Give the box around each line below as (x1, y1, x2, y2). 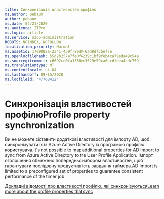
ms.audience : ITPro (5, 26, 46, 31)
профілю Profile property (5, 109, 110, 120)
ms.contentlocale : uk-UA (5, 68, 57, 73)
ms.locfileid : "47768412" (5, 77, 59, 82)
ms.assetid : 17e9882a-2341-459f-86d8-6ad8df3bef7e (5, 49, 112, 54)
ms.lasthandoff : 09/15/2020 (5, 72, 64, 77)
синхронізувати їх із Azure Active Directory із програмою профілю (5, 141, 145, 147)
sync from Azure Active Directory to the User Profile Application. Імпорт (5, 152, 153, 158)
